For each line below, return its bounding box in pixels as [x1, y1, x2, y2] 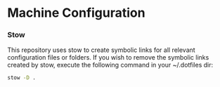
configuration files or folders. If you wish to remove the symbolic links [7, 53, 209, 62]
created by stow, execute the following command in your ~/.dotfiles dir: [7, 61, 213, 69]
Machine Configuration [7, 5, 145, 21]
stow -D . [7, 74, 37, 81]
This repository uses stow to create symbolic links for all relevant [7, 46, 195, 54]
